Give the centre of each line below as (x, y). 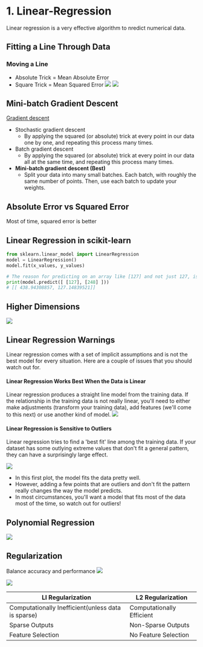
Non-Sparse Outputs (159, 625)
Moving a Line (27, 64)
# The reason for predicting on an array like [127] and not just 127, (98, 277)
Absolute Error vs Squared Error (68, 207)
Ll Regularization (66, 597)
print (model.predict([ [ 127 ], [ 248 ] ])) (58, 282)
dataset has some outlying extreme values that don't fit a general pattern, (98, 448)
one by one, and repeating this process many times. (89, 143)
